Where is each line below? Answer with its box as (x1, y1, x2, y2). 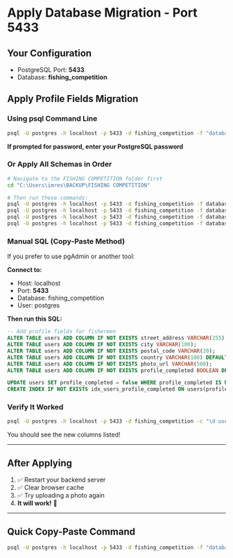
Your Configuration (7, 47, 92, 59)
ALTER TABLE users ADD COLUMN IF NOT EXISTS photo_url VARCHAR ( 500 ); (7, 360, 213, 367)
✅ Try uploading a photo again (17, 491, 105, 500)
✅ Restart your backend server (17, 475, 106, 484)
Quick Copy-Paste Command (7, 525, 136, 537)
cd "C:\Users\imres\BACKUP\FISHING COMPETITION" (7, 182, 150, 189)
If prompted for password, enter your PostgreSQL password (7, 142, 184, 151)
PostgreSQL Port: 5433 (17, 66, 85, 74)
